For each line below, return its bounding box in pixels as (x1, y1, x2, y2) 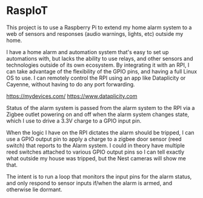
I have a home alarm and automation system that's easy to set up (6, 48, 169, 55)
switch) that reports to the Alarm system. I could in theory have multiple (6, 142, 185, 149)
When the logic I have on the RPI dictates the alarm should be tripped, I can (6, 129, 195, 136)
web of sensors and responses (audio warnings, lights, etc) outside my (6, 30, 184, 37)
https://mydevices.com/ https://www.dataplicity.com (6, 92, 138, 100)
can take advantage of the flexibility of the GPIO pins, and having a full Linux (6, 67, 198, 75)
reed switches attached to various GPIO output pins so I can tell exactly (6, 148, 185, 155)
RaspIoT (6, 4, 48, 18)
